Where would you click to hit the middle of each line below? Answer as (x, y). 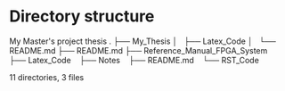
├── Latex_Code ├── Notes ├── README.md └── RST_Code (134, 60)
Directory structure (82, 17)
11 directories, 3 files (47, 77)
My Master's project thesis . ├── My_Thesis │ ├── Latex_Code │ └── (142, 41)
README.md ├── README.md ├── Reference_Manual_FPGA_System (138, 50)
